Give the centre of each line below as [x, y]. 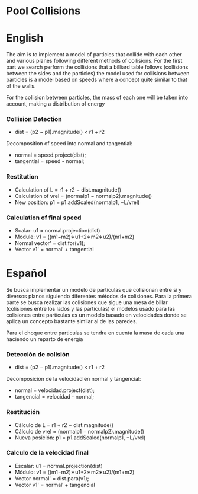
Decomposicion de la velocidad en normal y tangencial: [74, 379]
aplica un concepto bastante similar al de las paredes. [72, 321]
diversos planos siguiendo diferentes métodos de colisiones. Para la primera [99, 296]
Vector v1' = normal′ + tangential [54, 250]
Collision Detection [34, 119]
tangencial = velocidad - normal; [54, 397]
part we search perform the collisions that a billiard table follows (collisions [97, 67]
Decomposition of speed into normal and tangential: [69, 144]
